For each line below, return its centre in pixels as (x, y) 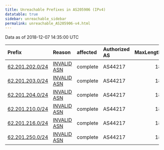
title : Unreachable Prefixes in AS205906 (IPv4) (55, 10)
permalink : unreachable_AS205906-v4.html (48, 23)
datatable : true (21, 14)
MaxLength (148, 52)
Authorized (117, 50)
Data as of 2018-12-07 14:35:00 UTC (42, 37)
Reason (62, 52)
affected (87, 52)
